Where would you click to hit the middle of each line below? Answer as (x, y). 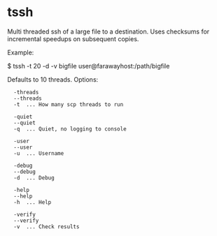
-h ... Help (33, 202)
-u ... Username (39, 153)
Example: (21, 52)
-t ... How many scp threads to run (69, 104)
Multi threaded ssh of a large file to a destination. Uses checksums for (108, 31)
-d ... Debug (34, 178)
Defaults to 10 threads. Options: (53, 79)
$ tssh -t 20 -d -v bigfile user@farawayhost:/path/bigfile (89, 66)
